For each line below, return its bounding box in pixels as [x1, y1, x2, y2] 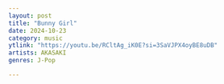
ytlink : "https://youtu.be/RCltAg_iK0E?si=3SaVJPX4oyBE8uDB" [8, 42, 218, 50]
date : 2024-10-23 [8, 26, 67, 34]
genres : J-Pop [8, 57, 56, 65]
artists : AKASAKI [8, 49, 67, 57]
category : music [8, 34, 63, 42]
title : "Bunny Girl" [8, 19, 78, 27]
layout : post [8, 11, 52, 20]
